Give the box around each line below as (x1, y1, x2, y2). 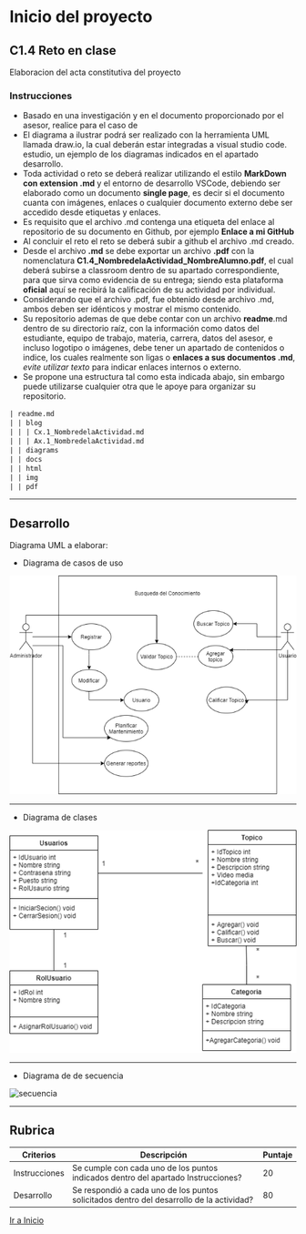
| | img (9, 474, 39, 483)
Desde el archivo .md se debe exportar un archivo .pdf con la (22, 246, 255, 257)
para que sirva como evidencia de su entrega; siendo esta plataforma (22, 275, 284, 286)
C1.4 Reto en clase (9, 43, 117, 58)
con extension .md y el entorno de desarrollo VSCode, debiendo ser (22, 178, 280, 189)
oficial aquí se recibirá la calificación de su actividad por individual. (22, 284, 276, 295)
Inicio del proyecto (9, 6, 153, 27)
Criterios (21, 1149, 56, 1160)
